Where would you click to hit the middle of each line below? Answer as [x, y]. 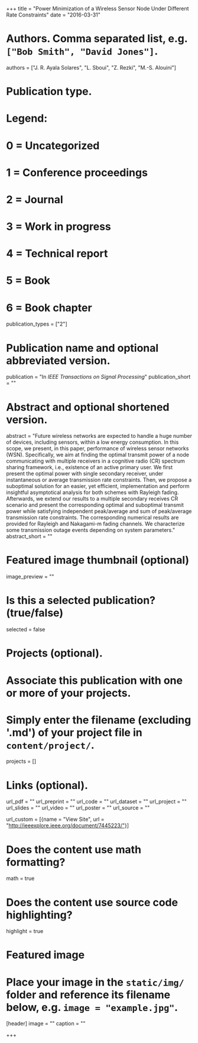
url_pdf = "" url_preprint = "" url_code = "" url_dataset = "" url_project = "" [97, 802]
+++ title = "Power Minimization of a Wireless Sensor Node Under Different [98, 9]
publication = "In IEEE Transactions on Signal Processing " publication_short [98, 377]
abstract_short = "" [29, 537]
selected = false [26, 629]
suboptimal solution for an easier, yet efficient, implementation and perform [98, 486]
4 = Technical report [57, 254]
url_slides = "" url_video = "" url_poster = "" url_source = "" [78, 808]
